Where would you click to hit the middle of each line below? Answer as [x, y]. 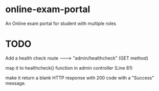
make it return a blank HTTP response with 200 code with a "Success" [80, 78]
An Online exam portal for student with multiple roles [61, 23]
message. [16, 83]
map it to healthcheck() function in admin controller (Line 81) [69, 68]
